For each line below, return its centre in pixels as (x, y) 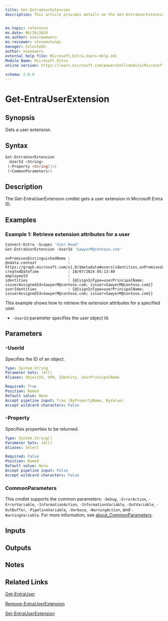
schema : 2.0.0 (20, 74)
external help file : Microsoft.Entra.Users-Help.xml (61, 56)
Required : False (22, 457)
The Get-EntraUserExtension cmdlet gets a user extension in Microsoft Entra (84, 199)
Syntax (16, 145)
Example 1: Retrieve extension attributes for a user (67, 234)
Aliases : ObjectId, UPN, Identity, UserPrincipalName (62, 378)
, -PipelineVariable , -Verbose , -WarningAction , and (78, 510)
